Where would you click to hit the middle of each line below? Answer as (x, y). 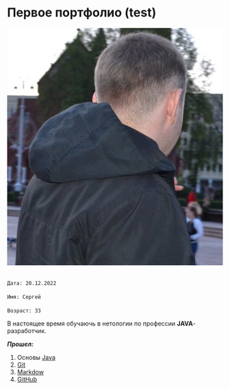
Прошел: (21, 344)
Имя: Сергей (24, 297)
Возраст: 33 (24, 311)
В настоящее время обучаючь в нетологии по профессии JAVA (100, 323)
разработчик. (27, 331)
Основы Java (36, 358)
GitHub (27, 380)
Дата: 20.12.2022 (32, 284)
